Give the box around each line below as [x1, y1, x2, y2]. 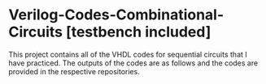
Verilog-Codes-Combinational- [8, 6, 225, 24]
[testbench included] [65, 23, 211, 41]
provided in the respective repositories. [8, 66, 140, 76]
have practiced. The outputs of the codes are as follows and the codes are [8, 58, 259, 68]
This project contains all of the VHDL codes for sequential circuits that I [8, 49, 248, 59]
